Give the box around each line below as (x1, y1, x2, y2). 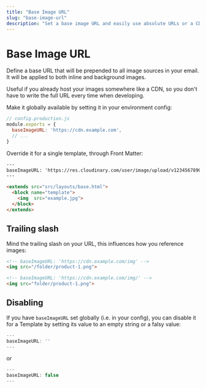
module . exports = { (6, 121, 56, 127)
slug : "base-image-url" (6, 15, 67, 21)
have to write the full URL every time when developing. (6, 92, 145, 99)
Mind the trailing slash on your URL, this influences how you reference (6, 240, 184, 247)
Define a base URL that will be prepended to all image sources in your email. (6, 67, 199, 74)
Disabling (6, 298, 44, 308)
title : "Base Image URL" (6, 9, 70, 15)
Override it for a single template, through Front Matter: (6, 150, 143, 157)
